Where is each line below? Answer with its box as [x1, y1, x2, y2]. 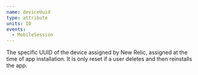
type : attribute [6, 15, 48, 21]
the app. [6, 62, 28, 69]
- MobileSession [12, 32, 53, 38]
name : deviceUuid [6, 9, 51, 15]
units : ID [6, 20, 32, 26]
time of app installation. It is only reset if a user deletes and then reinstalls [6, 55, 192, 63]
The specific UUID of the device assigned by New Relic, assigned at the [6, 49, 188, 56]
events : [6, 26, 26, 33]
